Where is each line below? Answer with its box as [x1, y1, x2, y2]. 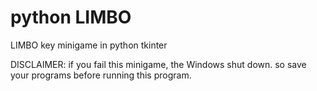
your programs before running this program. [10, 69, 192, 81]
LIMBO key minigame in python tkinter [10, 39, 168, 51]
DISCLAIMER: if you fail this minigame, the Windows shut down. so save [10, 58, 307, 70]
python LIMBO [10, 6, 132, 29]
